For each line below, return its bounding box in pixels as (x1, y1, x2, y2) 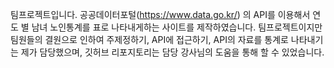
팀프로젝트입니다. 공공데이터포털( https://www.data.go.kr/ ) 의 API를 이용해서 (10, 9, 311, 20)
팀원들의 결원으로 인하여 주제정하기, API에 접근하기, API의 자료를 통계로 (10, 34, 289, 45)
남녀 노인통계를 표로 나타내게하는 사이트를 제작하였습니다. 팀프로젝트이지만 (31, 21, 323, 33)
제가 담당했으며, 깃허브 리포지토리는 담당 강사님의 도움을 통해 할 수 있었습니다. (20, 46, 325, 58)
